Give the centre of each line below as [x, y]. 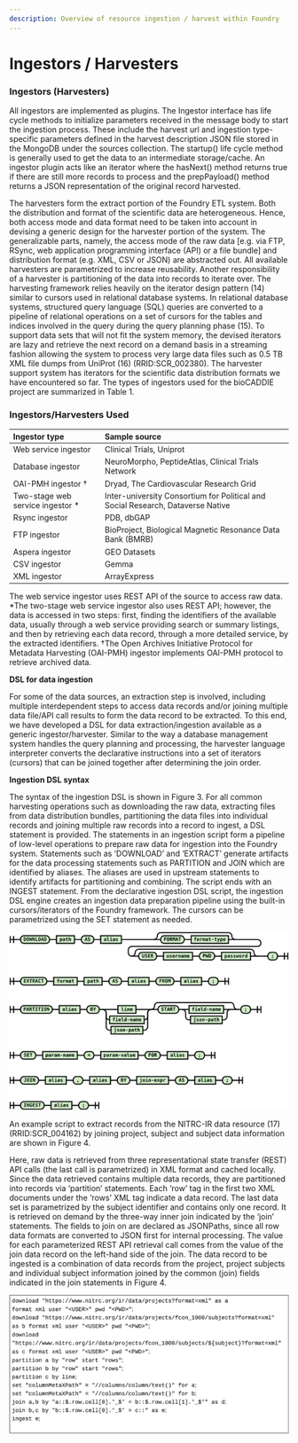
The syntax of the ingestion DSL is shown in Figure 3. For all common [136, 796]
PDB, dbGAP [128, 518]
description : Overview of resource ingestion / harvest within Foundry [144, 19]
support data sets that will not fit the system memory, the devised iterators [145, 335]
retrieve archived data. [50, 662]
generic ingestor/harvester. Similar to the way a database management [139, 734]
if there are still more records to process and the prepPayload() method [139, 176]
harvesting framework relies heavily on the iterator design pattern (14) [137, 288]
